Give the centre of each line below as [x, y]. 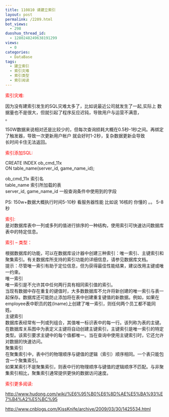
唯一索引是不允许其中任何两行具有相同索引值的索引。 [60, 284]
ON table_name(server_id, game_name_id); [50, 168]
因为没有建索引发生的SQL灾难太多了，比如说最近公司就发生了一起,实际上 [81, 106]
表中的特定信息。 [23, 231]
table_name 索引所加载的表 [33, 185]
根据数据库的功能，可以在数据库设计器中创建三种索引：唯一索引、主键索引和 [84, 253]
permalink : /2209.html [29, 19]
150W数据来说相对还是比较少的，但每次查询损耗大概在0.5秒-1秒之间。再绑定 [84, 129]
